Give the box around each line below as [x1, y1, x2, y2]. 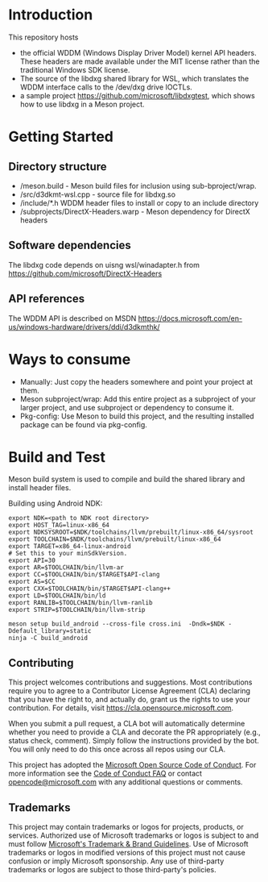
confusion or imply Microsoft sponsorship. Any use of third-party [8, 856, 225, 866]
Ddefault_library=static [8, 627, 92, 635]
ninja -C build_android [8, 634, 89, 643]
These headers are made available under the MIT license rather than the [19, 56, 260, 66]
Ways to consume [8, 350, 131, 368]
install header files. [8, 483, 72, 493]
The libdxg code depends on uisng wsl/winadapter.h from [8, 260, 200, 269]
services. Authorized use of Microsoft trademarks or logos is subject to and [8, 830, 259, 840]
